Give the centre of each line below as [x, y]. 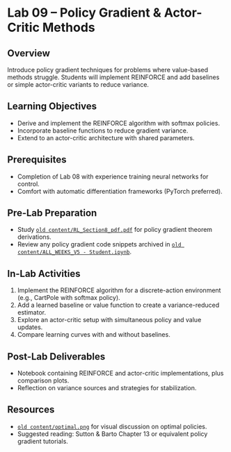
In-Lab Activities [44, 273]
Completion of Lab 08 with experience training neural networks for [113, 176]
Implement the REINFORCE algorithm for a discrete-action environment [119, 290]
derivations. [34, 237]
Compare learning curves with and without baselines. [94, 335]
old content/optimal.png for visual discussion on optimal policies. [112, 426]
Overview [29, 53]
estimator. [32, 312]
